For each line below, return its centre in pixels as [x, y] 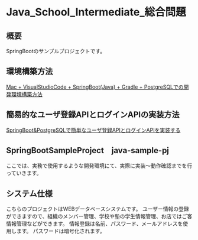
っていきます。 [24, 173]
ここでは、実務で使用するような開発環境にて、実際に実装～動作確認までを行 [99, 166]
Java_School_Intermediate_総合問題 [96, 12]
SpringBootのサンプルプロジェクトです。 [56, 51]
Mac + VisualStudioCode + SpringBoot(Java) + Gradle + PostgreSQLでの [95, 87]
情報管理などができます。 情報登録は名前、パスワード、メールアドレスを [95, 224]
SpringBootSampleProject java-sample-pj [88, 150]
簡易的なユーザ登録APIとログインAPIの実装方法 [93, 115]
